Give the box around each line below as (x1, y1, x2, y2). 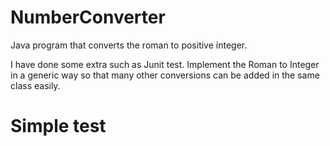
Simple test (10, 115, 107, 138)
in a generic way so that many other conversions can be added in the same (10, 69, 320, 81)
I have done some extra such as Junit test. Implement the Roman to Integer (10, 58, 320, 70)
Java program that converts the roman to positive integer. (10, 39, 248, 51)
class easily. (10, 79, 61, 91)
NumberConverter (10, 6, 166, 29)
